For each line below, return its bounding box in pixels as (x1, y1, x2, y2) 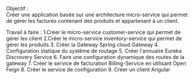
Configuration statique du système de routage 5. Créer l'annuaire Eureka (6, 47, 182, 54)
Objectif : (6, 5, 28, 12)
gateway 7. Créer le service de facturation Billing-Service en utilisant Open (6, 60, 186, 67)
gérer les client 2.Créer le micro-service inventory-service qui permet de (6, 35, 182, 42)
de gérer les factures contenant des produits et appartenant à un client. (6, 18, 179, 24)
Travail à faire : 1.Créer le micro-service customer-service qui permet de (6, 29, 181, 36)
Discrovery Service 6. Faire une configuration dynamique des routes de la (6, 54, 185, 60)
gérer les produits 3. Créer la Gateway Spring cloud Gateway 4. (6, 41, 159, 48)
